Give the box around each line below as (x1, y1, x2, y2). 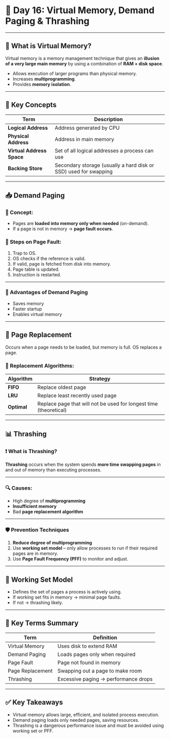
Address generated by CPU (55, 124, 120, 131)
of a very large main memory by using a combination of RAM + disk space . (5, 60, 163, 66)
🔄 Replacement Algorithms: (5, 362, 74, 369)
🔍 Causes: (5, 484, 32, 491)
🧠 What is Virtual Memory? (5, 42, 92, 50)
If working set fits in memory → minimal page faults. (12, 594, 121, 600)
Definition (93, 634, 117, 641)
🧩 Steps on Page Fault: (5, 238, 62, 245)
